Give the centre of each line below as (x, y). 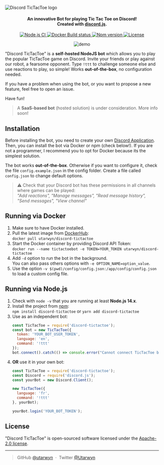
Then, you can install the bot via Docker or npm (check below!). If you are (79, 146)
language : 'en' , (33, 339)
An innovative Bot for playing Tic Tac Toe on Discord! (82, 19)
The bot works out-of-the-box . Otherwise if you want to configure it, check (81, 166)
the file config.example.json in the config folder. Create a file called (73, 170)
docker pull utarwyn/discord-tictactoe (53, 239)
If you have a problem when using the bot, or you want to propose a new (78, 84)
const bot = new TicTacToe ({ (42, 330)
